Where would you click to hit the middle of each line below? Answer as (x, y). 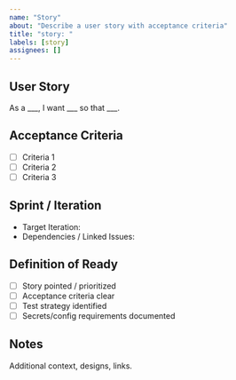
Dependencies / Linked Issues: (78, 236)
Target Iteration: (51, 226)
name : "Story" (35, 17)
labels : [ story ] (39, 42)
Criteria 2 (39, 167)
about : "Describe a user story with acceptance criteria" (118, 26)
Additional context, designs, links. (71, 366)
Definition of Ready (63, 264)
